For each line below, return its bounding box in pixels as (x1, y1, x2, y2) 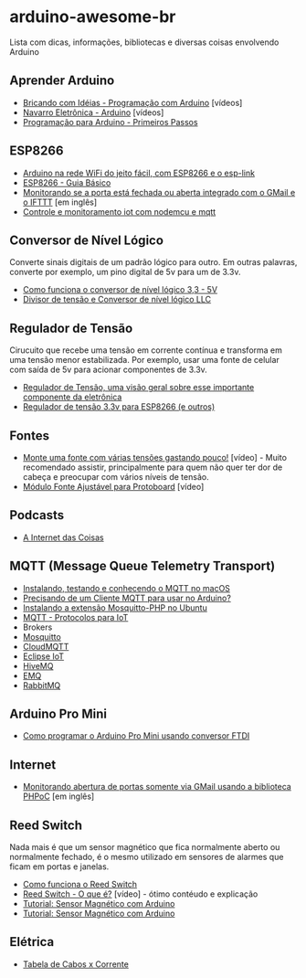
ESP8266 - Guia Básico (22, 176, 111, 188)
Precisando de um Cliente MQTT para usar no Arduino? (22, 592, 231, 603)
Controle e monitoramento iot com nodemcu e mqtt (22, 206, 216, 217)
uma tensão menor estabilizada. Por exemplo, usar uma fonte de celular (9, 355, 280, 366)
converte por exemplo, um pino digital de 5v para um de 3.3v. (9, 267, 241, 278)
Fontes (9, 428, 50, 443)
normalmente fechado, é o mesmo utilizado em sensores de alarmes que (9, 852, 284, 863)
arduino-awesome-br (9, 6, 176, 27)
